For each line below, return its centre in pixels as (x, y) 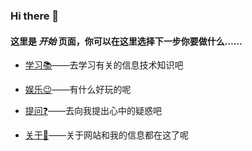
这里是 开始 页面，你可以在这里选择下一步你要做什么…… (126, 41)
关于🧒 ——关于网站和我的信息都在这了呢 (106, 135)
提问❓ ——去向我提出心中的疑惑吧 (93, 111)
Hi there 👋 (35, 16)
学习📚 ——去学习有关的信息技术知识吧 (104, 65)
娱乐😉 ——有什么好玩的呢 (78, 90)
